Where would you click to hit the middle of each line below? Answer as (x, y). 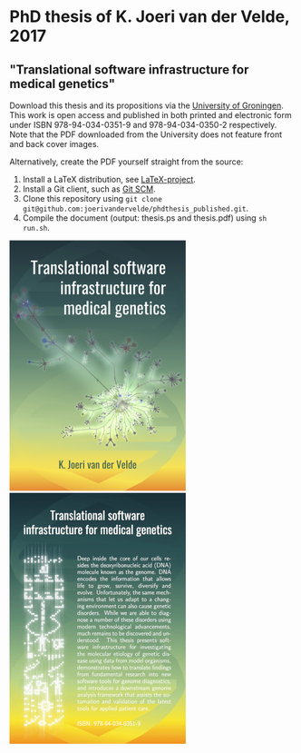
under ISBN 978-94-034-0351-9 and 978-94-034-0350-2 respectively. (143, 125)
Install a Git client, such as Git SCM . (89, 189)
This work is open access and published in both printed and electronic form (150, 115)
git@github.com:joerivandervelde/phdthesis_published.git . (136, 208)
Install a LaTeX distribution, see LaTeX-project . (109, 179)
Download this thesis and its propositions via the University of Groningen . (146, 105)
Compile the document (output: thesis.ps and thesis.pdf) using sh (145, 218)
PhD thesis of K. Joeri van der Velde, (150, 17)
